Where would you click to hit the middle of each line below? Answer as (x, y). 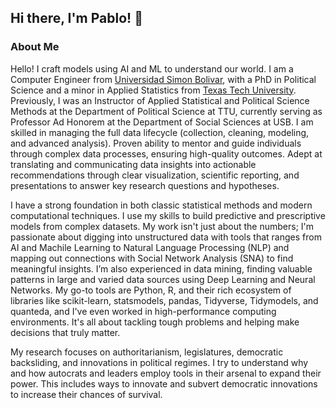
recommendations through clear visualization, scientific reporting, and (155, 175)
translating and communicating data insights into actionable (133, 164)
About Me (35, 47)
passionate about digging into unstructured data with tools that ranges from (166, 237)
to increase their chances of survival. (86, 394)
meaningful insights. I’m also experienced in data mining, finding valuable (161, 268)
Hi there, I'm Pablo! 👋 (76, 18)
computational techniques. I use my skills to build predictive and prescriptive (168, 215)
